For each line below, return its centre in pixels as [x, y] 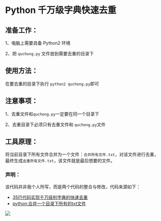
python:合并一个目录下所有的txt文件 [49, 203]
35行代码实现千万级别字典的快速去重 [50, 197]
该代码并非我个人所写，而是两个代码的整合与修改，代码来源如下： [73, 187]
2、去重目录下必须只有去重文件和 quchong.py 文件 [56, 124]
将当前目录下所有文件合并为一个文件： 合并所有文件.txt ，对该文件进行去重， [82, 154]
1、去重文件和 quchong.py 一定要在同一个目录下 [52, 114]
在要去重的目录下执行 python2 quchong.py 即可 [52, 84]
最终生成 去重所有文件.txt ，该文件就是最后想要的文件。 [60, 161]
